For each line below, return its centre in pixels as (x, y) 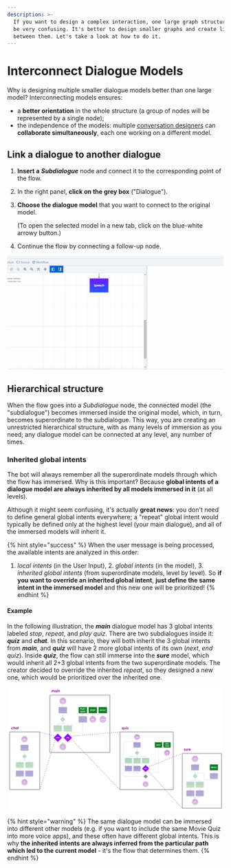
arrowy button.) (39, 233)
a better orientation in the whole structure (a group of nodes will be (113, 111)
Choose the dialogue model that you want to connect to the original (114, 205)
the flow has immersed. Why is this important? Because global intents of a (113, 482)
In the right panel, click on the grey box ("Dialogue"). (92, 192)
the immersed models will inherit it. (57, 532)
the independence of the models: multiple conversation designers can (116, 126)
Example (20, 611)
